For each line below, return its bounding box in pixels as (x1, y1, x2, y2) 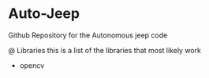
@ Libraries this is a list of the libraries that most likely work (8, 45, 201, 55)
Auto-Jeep (8, 5, 80, 23)
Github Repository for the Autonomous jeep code (8, 30, 168, 40)
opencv (19, 60, 45, 70)
